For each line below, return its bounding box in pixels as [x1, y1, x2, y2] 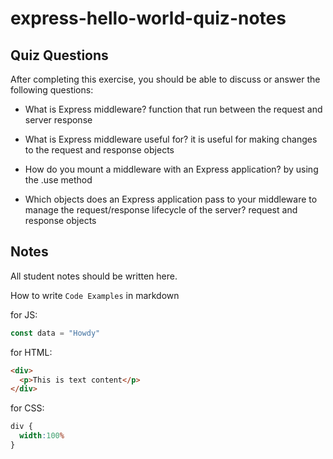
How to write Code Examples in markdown [10, 289, 180, 301]
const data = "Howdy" [10, 328, 101, 338]
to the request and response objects [24, 144, 175, 156]
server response [24, 114, 93, 126]
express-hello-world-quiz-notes [10, 7, 287, 30]
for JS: [10, 308, 38, 321]
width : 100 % [19, 431, 65, 441]
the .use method [24, 174, 93, 186]
